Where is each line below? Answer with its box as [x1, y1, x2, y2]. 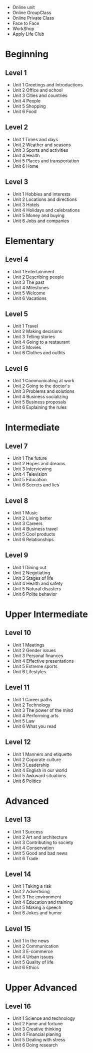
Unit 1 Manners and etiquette [12, 751, 72, 757]
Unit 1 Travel [12, 323, 38, 329]
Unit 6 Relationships [12, 537, 54, 543]
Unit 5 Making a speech [12, 904, 61, 911]
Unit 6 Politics [12, 778, 41, 784]
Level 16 [5, 1002, 31, 1010]
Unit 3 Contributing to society [12, 839, 73, 846]
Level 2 [5, 123, 28, 132]
